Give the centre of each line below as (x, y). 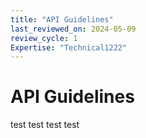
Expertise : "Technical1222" (69, 47)
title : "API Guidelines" (62, 19)
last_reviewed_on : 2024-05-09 (73, 29)
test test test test (45, 125)
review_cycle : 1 (44, 38)
